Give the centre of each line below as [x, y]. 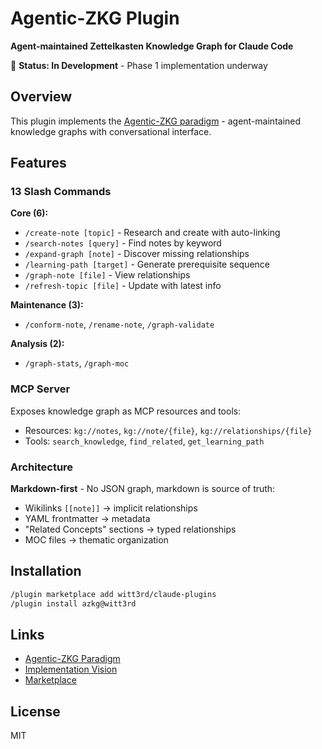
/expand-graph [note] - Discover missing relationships [137, 254]
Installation [46, 571]
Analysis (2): [37, 344]
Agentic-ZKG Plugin [95, 18]
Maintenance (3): [47, 305]
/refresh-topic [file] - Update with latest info [123, 286]
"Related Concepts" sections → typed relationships [130, 529]
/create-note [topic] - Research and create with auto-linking [152, 233]
